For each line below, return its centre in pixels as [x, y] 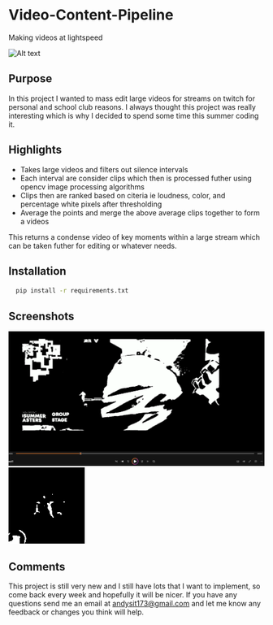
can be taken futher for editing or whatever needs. [93, 245]
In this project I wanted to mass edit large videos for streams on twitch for [132, 98]
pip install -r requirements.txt [72, 291]
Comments [37, 566]
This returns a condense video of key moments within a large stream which [134, 237]
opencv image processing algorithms [82, 187]
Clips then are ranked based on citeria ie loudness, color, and [123, 195]
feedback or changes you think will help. [76, 612]
